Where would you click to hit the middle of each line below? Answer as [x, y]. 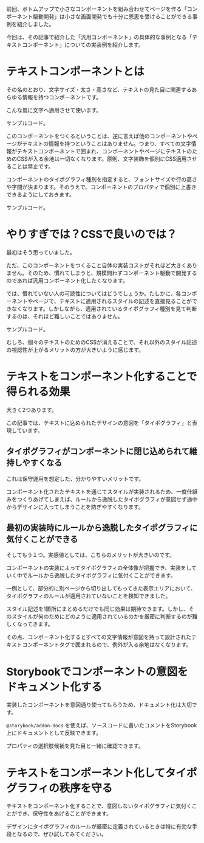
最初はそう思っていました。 [41, 252]
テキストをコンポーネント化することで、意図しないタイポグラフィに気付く [99, 806]
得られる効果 [39, 392]
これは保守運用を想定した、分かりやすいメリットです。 [75, 478]
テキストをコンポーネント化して [86, 773]
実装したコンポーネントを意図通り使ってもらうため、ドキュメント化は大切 [99, 705]
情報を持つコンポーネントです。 [62, 97]
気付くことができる [42, 540]
